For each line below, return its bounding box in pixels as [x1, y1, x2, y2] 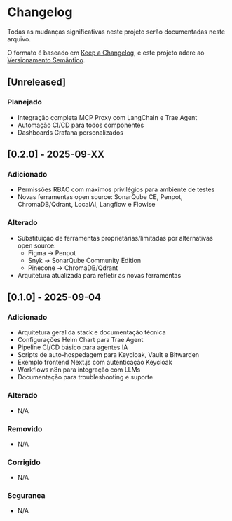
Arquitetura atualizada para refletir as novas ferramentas [17, 271, 182, 279]
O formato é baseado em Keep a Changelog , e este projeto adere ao [7, 48, 205, 57]
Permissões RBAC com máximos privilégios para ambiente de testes [17, 185, 215, 194]
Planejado [7, 97, 42, 107]
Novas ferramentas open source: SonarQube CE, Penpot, [17, 193, 184, 201]
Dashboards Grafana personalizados [17, 128, 124, 137]
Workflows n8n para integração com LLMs [17, 365, 141, 374]
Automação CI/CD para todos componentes [17, 121, 144, 129]
